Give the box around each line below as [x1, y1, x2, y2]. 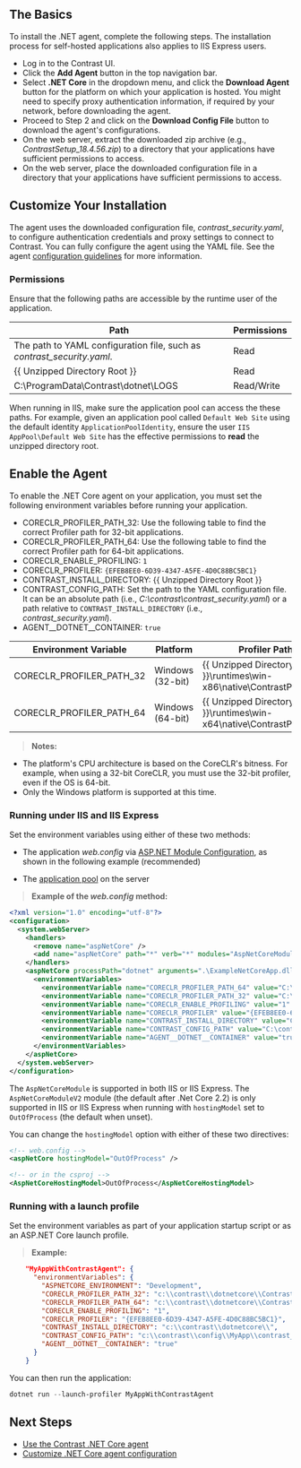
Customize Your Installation [9, 198, 168, 213]
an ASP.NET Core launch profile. [9, 1230, 130, 1240]
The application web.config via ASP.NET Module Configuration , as [21, 847, 268, 858]
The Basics [9, 7, 73, 22]
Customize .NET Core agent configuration [21, 1447, 177, 1459]
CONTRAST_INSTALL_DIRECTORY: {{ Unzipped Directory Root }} [21, 574, 262, 585]
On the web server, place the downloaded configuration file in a [21, 162, 258, 173]
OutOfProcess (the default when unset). [9, 1111, 153, 1122]
